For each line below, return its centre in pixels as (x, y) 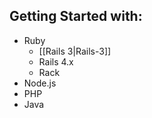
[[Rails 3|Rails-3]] (75, 51)
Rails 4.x (56, 61)
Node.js (40, 83)
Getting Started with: (76, 16)
